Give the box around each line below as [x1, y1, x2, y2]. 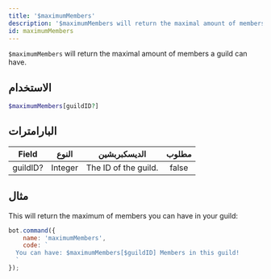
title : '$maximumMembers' [8, 11, 95, 20]
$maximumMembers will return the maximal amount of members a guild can [8, 49, 248, 59]
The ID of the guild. [85, 162, 159, 173]
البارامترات [8, 124, 57, 138]
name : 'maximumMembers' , [23, 234, 106, 242]
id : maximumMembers [8, 27, 74, 35]
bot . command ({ [8, 227, 56, 235]
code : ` [23, 241, 48, 250]
